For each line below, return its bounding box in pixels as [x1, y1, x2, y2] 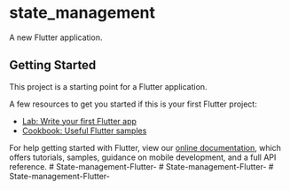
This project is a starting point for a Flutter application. [9, 81, 208, 91]
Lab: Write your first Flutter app [21, 115, 137, 126]
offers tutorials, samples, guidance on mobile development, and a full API [9, 152, 277, 162]
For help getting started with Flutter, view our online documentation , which [9, 142, 282, 153]
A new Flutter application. [9, 32, 103, 43]
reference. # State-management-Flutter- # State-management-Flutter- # [9, 161, 274, 171]
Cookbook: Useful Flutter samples [21, 125, 147, 136]
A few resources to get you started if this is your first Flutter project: [9, 99, 257, 109]
